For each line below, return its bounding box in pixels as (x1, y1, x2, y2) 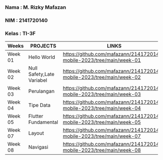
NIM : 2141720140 (5, 17, 48, 23)
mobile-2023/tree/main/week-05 (63, 119, 141, 125)
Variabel (28, 77, 48, 84)
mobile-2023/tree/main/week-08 (63, 147, 141, 154)
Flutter (28, 113, 44, 120)
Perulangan (28, 88, 55, 95)
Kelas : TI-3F (5, 30, 36, 36)
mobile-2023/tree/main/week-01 (63, 57, 141, 64)
